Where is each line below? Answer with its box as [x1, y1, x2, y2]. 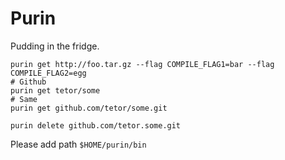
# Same [10, 94, 38, 104]
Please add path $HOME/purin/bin [10, 138, 147, 150]
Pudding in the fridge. [10, 40, 100, 52]
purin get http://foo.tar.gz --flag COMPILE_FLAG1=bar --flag [10, 59, 275, 69]
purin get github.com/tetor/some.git [10, 103, 168, 113]
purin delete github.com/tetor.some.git [10, 120, 182, 131]
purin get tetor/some [10, 85, 101, 96]
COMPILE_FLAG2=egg [10, 68, 87, 78]
